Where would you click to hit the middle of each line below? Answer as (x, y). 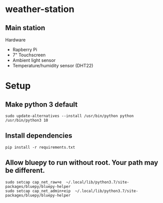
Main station (25, 28)
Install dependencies (39, 136)
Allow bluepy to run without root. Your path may (82, 163)
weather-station (40, 9)
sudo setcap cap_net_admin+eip (38, 191)
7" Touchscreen (29, 55)
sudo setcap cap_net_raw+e (33, 182)
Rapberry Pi (25, 49)
